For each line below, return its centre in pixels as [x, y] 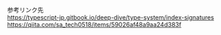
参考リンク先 [25, 10]
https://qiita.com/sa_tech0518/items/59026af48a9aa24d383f [94, 25]
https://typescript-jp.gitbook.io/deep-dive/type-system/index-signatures [110, 17]
